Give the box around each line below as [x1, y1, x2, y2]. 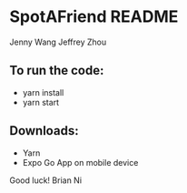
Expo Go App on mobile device [22, 157, 139, 168]
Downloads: [9, 123, 79, 138]
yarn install [22, 86, 64, 97]
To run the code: [9, 63, 104, 78]
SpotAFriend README [9, 6, 179, 27]
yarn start [22, 96, 60, 107]
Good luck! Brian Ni [9, 175, 83, 186]
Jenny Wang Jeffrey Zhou [9, 36, 107, 47]
